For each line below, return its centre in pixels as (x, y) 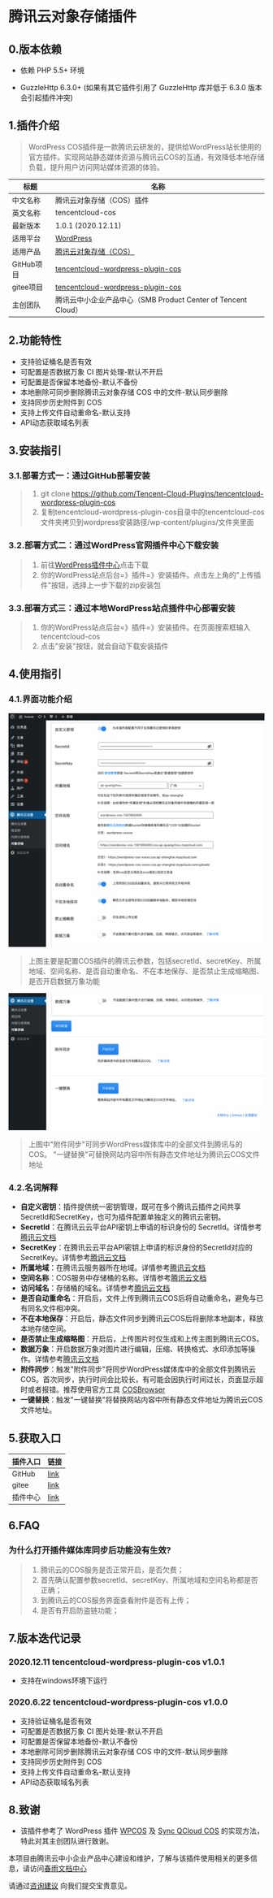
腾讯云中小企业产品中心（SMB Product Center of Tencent (152, 300)
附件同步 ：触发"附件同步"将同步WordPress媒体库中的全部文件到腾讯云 (138, 1369)
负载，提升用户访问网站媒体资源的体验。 (96, 167)
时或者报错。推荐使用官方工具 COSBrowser (93, 1389)
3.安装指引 (35, 451)
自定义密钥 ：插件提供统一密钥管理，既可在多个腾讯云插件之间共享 (130, 1207)
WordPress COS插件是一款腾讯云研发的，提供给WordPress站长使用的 (145, 146)
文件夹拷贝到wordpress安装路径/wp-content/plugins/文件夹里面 (147, 522)
